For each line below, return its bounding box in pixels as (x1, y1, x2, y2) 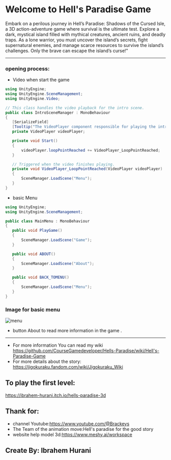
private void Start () (12, 138, 58, 143)
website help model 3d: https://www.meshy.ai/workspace (12, 431, 132, 438)
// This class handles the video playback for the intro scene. (5, 105, 145, 110)
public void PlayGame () (12, 228, 63, 233)
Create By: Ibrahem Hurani (5, 446, 92, 455)
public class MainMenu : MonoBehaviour (5, 219, 90, 224)
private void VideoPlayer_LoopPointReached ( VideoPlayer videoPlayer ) (12, 166, 163, 172)
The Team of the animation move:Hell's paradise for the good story (12, 426, 154, 432)
